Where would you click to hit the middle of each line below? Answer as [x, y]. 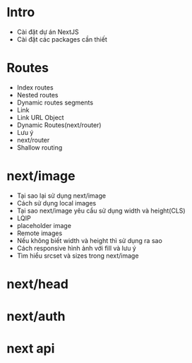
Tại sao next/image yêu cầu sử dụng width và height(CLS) [101, 210]
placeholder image [44, 225]
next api [31, 349]
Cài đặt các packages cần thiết [62, 39]
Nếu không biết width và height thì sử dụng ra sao [90, 240]
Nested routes [37, 95]
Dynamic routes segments [55, 102]
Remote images [40, 233]
